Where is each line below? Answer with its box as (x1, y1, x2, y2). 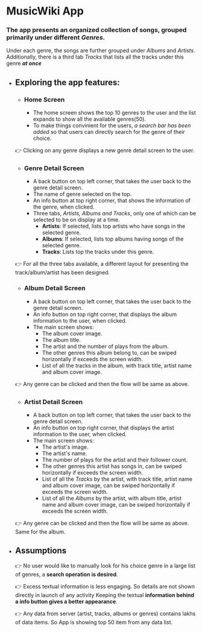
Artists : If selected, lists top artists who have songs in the (42, 223, 186, 230)
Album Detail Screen (24, 284, 86, 292)
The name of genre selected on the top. (33, 191, 132, 198)
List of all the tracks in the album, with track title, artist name (42, 362, 192, 369)
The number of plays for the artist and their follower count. (42, 457, 188, 464)
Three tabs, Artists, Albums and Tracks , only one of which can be (33, 210, 197, 217)
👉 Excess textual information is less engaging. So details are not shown (14, 583, 195, 590)
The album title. (42, 336, 81, 343)
